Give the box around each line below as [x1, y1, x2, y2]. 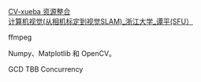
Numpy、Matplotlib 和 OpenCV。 [8, 49, 117, 58]
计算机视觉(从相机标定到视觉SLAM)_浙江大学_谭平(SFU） [8, 17, 193, 26]
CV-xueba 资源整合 [8, 7, 71, 16]
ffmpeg [8, 32, 32, 42]
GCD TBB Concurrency [8, 65, 84, 73]
